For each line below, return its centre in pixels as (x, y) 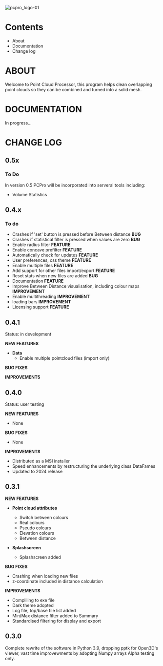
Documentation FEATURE (38, 281)
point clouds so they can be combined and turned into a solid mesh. (73, 89)
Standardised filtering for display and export (56, 621)
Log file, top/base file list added (44, 610)
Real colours (32, 522)
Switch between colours (44, 517)
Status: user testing (25, 404)
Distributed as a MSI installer (41, 461)
